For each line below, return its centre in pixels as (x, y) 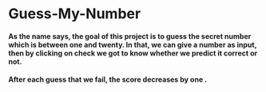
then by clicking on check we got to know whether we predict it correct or (133, 53)
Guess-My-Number (75, 14)
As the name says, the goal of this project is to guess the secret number (130, 36)
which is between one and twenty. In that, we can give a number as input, (133, 44)
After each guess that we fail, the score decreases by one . (108, 79)
